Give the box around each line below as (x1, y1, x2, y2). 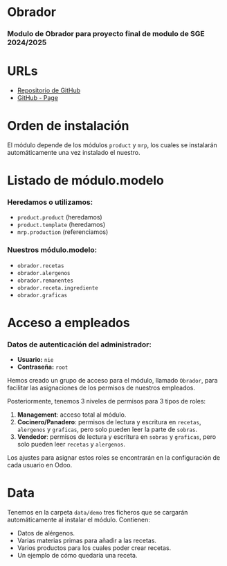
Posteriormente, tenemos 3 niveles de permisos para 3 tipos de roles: (7, 397, 206, 406)
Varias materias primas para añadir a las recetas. (17, 536, 157, 545)
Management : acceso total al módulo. (17, 410, 127, 419)
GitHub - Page (17, 94, 59, 102)
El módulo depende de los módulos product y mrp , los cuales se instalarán (7, 140, 217, 149)
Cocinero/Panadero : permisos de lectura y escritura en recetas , (17, 418, 201, 426)
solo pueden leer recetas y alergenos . (17, 440, 126, 449)
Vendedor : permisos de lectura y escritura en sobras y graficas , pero (17, 433, 217, 441)
